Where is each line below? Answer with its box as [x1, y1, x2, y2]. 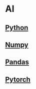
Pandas [5, 58, 29, 67]
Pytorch [5, 75, 31, 84]
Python [5, 23, 28, 32]
